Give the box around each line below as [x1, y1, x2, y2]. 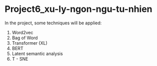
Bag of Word [11, 35, 38, 41]
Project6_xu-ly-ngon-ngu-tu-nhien [4, 3, 153, 15]
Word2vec [11, 29, 33, 35]
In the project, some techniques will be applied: [4, 20, 102, 26]
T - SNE [11, 56, 28, 62]
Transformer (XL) [11, 40, 48, 46]
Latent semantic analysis [11, 51, 63, 57]
